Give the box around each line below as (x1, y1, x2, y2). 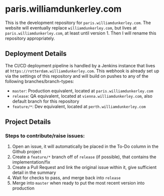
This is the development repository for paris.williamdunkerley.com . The (5, 20, 151, 26)
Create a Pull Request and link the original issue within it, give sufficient (12, 165, 157, 170)
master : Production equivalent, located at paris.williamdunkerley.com (12, 87, 154, 94)
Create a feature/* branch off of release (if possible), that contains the (12, 154, 157, 160)
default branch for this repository (12, 98, 80, 104)
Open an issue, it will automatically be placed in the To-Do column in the (12, 143, 159, 149)
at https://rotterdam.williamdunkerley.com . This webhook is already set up (5, 68, 160, 74)
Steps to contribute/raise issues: (5, 133, 85, 140)
